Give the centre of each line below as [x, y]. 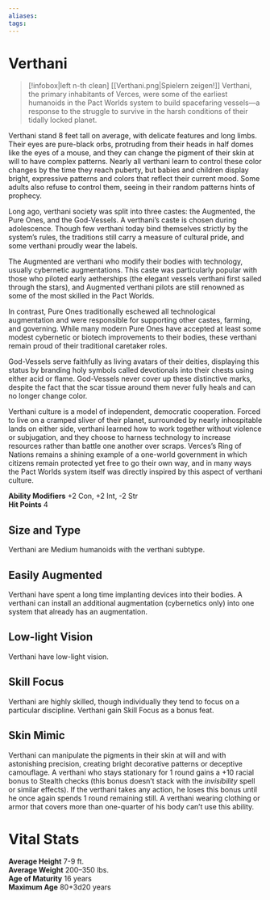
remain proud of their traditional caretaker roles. [88, 346]
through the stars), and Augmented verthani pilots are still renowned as [127, 287]
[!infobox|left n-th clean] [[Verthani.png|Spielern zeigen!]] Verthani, [140, 86]
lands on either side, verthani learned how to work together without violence [135, 429]
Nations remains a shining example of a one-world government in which [128, 454]
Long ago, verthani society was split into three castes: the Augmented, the [132, 212]
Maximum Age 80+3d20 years [60, 887]
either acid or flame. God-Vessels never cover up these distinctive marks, [130, 379]
